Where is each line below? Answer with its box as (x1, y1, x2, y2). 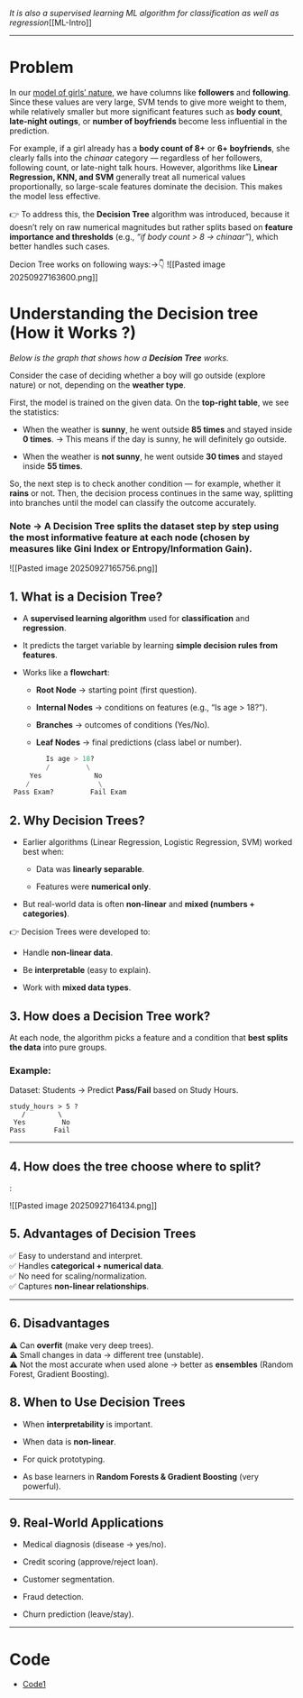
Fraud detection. (22, 1592, 84, 1602)
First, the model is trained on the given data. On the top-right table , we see (9, 397, 289, 408)
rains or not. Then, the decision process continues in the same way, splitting (9, 487, 294, 499)
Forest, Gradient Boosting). (9, 1368, 110, 1379)
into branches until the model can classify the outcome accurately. (9, 497, 257, 508)
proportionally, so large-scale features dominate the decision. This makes (9, 180, 283, 192)
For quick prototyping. (22, 1454, 106, 1464)
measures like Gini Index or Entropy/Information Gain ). (9, 542, 252, 555)
